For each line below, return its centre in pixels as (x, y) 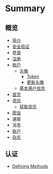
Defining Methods (30, 166)
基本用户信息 (32, 88)
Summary (25, 9)
